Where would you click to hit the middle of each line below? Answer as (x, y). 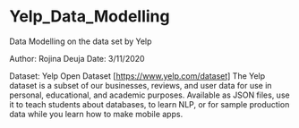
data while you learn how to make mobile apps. (96, 114)
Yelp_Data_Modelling (90, 17)
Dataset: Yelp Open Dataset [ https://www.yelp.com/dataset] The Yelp (137, 76)
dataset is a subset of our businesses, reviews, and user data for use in (141, 85)
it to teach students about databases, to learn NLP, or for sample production (149, 104)
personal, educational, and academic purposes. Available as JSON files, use (149, 95)
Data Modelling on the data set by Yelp (81, 41)
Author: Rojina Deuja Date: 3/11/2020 (77, 58)
